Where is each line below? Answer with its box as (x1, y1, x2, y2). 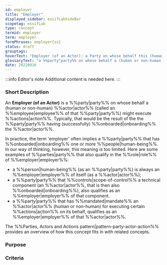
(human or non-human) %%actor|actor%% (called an (5, 105, 115, 111)
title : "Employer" (5, 12, 43, 17)
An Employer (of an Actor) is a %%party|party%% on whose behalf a (5, 100, 149, 106)
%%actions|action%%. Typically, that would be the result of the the (5, 116, 144, 122)
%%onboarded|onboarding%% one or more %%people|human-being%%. (5, 141, 159, 147)
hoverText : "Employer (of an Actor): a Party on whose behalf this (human (5, 53, 164, 59)
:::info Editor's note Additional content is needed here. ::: (5, 76, 121, 82)
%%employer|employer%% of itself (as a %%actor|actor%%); (12, 172, 142, 178)
